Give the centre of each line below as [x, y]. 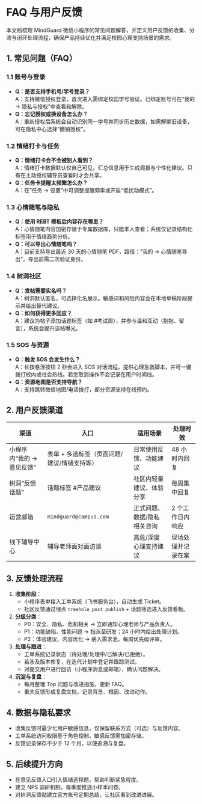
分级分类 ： [28, 616]
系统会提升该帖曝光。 [54, 328]
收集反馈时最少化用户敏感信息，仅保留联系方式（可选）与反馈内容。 [99, 728]
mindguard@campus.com [78, 517]
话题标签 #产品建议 [74, 488]
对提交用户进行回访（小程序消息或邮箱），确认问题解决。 [94, 669]
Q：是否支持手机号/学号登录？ [52, 91]
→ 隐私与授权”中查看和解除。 [51, 106]
